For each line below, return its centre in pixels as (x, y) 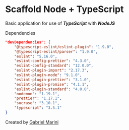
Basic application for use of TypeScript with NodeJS (60, 23)
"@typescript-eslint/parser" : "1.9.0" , (56, 51)
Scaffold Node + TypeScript (64, 9)
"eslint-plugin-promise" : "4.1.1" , (52, 84)
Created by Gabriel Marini (32, 122)
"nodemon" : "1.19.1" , (37, 94)
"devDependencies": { (28, 42)
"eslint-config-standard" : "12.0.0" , (54, 66)
